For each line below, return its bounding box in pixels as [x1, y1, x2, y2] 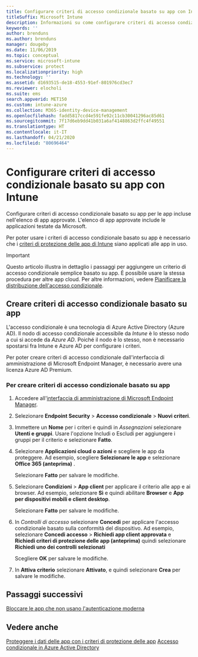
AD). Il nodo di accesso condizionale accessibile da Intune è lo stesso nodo [6, 330, 190, 337]
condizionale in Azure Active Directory [6, 644, 100, 651]
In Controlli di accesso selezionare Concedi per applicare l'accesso [14, 518, 179, 525]
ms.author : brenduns [6, 36, 57, 42]
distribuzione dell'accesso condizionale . [6, 282, 104, 289]
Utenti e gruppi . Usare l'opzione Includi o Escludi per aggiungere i [14, 430, 176, 437]
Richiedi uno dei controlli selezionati [14, 543, 105, 550]
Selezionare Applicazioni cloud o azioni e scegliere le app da [14, 447, 165, 454]
